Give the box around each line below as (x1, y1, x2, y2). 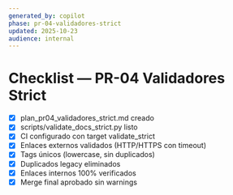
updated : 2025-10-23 (8, 27, 79, 35)
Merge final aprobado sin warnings (19, 177, 138, 187)
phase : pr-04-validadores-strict (8, 19, 122, 28)
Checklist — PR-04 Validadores (8, 70, 226, 87)
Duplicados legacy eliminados (19, 159, 121, 168)
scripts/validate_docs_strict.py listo (19, 122, 138, 132)
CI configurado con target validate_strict (19, 131, 156, 142)
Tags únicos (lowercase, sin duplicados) (19, 150, 156, 159)
